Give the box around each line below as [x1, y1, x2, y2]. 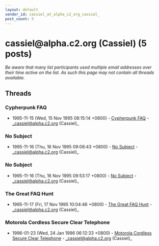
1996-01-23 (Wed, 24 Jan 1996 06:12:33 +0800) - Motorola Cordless [12, 230, 152, 236]
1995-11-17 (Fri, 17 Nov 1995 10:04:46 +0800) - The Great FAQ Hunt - [12, 201, 152, 207]
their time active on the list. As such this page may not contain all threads [5, 70, 155, 75]
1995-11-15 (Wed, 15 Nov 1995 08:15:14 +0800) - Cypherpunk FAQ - [12, 115, 149, 121]
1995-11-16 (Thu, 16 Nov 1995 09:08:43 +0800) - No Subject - [12, 144, 138, 150]
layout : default [5, 7, 38, 12]
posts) [5, 48, 32, 59]
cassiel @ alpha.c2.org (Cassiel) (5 [5, 37, 147, 49]
